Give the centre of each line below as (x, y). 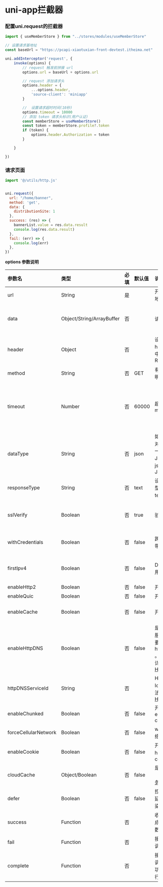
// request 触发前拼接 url (48, 68)
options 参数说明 (22, 262)
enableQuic (21, 596)
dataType (18, 454)
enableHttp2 (22, 587)
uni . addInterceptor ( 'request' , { (39, 59)
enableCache (23, 612)
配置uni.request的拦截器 (34, 26)
